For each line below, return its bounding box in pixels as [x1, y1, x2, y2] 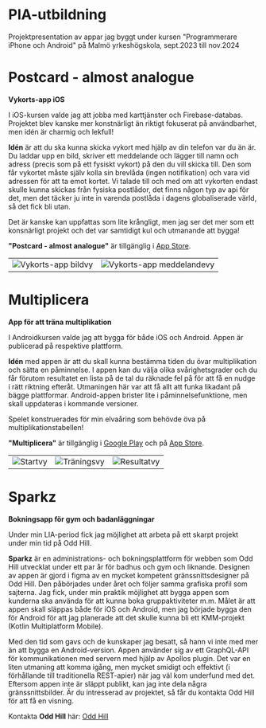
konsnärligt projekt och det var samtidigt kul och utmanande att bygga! [8, 225, 240, 235]
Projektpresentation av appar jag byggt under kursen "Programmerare [8, 32, 238, 41]
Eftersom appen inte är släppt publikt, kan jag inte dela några [8, 679, 207, 688]
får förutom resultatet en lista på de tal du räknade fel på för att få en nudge [8, 373, 256, 383]
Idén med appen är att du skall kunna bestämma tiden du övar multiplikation [8, 356, 257, 366]
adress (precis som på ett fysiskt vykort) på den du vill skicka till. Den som [8, 159, 252, 169]
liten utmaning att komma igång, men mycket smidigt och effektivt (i [8, 662, 230, 671]
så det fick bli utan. [8, 202, 71, 211]
